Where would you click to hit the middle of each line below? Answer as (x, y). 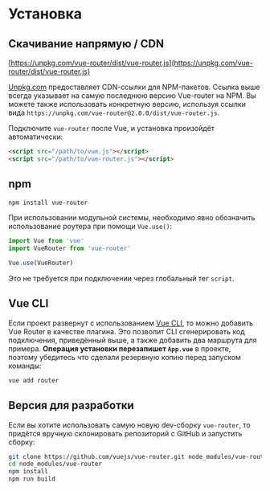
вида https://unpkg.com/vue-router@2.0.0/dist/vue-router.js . (114, 113)
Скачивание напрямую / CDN (86, 44)
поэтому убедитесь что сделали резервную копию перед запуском (125, 357)
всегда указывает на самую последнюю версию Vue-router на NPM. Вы (133, 96)
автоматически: (36, 137)
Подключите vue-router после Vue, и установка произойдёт (112, 128)
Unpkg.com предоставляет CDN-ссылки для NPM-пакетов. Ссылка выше (134, 87)
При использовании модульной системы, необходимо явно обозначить (132, 218)
